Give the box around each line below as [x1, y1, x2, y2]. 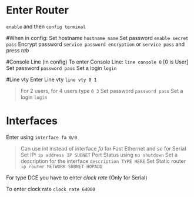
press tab [6, 46, 29, 54]
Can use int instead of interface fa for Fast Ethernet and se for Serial [20, 145, 186, 152]
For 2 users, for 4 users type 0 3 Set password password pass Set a [20, 87, 183, 94]
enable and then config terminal [6, 23, 86, 30]
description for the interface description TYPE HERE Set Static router [20, 157, 186, 165]
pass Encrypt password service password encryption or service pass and [6, 41, 185, 48]
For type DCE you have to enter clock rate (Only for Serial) [6, 174, 148, 181]
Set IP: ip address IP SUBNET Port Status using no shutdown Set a [20, 151, 178, 158]
